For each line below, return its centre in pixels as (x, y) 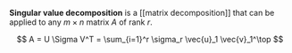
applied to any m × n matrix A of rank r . (81, 22)
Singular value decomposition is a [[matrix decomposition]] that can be (142, 13)
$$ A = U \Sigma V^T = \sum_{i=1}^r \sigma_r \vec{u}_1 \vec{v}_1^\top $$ (150, 39)
